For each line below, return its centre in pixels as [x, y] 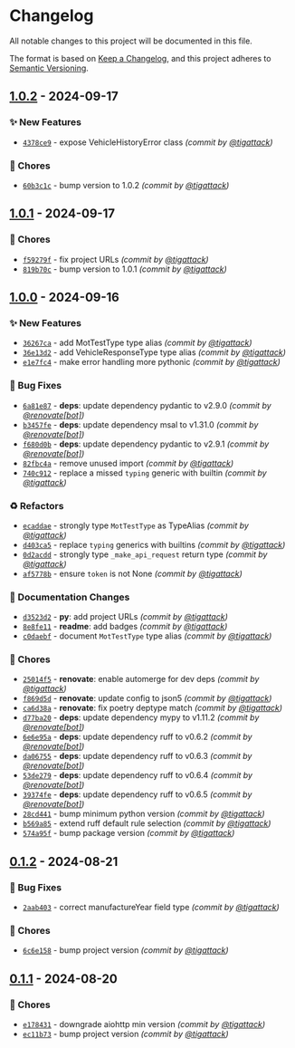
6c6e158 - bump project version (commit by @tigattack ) [125, 950]
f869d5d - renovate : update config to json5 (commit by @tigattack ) [147, 698]
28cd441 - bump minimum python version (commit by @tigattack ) [143, 814]
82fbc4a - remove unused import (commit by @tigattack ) [128, 463]
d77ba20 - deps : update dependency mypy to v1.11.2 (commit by [141, 717]
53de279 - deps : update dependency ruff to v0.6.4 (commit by [138, 775]
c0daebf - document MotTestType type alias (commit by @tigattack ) [147, 636]
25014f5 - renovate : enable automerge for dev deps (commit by [141, 679]
